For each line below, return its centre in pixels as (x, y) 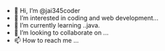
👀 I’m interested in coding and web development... (86, 18)
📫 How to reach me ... (46, 40)
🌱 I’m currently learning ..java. (57, 25)
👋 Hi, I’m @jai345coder (47, 11)
